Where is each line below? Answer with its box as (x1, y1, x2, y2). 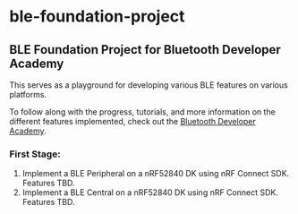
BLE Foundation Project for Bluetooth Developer (9, 42, 282, 57)
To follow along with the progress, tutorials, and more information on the (9, 107, 276, 117)
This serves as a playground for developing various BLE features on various (9, 80, 288, 90)
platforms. (9, 90, 47, 99)
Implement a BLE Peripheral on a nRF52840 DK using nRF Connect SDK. (21, 168, 290, 179)
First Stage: (9, 148, 61, 160)
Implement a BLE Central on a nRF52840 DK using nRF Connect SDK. (21, 187, 279, 198)
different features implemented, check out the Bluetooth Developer (9, 116, 257, 126)
